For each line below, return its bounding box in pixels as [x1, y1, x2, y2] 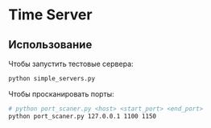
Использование [8, 38, 93, 52]
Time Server [8, 6, 93, 24]
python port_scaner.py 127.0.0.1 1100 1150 [8, 112, 157, 120]
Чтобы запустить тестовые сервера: [8, 59, 134, 68]
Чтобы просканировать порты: [8, 89, 114, 98]
